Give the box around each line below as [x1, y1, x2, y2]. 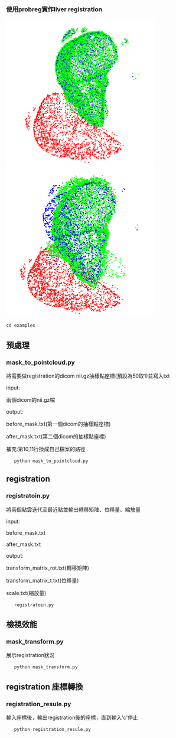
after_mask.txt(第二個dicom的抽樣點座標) [6, 433, 106, 440]
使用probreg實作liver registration [6, 5, 102, 13]
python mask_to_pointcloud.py [14, 458, 89, 464]
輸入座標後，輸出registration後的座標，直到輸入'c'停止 [6, 714, 139, 721]
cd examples [6, 323, 35, 329]
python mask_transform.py [14, 664, 78, 670]
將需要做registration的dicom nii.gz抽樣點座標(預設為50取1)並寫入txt [6, 372, 170, 379]
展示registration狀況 [6, 652, 55, 659]
